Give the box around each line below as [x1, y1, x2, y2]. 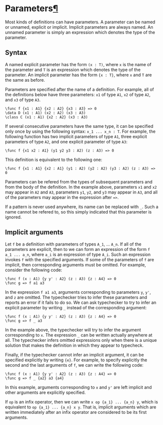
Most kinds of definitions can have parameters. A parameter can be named [5, 19, 156, 25]
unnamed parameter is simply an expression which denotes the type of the [5, 29, 155, 35]
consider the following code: [5, 267, 62, 273]
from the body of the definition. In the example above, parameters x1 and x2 [5, 184, 157, 190]
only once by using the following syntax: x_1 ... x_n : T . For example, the [5, 128, 156, 134]
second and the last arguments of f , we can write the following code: [5, 362, 144, 368]
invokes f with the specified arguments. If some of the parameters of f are [5, 256, 154, 263]
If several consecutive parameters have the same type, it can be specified [5, 123, 154, 129]
